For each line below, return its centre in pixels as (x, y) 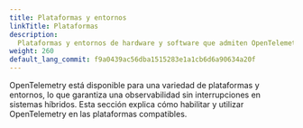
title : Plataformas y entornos (68, 18)
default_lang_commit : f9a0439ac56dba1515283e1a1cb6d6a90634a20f (133, 59)
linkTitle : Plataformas (54, 26)
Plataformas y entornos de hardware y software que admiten (133, 43)
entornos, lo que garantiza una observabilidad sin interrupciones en (135, 95)
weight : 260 (32, 51)
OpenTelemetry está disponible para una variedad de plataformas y (134, 85)
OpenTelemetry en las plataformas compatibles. (98, 114)
